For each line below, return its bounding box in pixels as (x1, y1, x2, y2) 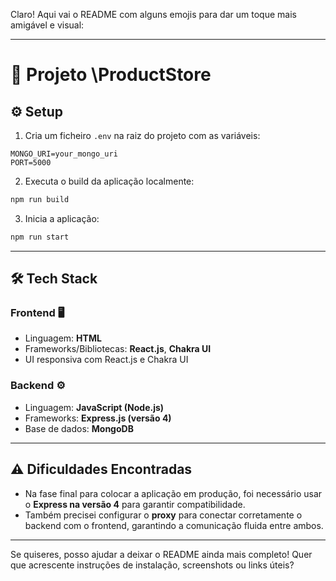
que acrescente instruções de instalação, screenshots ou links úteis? (10, 559, 295, 571)
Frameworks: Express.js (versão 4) (24, 412, 172, 424)
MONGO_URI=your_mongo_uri (10, 149, 118, 159)
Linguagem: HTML (24, 332, 102, 344)
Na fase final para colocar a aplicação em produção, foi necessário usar (24, 487, 323, 499)
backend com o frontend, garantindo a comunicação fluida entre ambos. (24, 519, 324, 531)
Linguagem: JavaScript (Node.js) (24, 401, 165, 413)
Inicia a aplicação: (24, 212, 100, 224)
